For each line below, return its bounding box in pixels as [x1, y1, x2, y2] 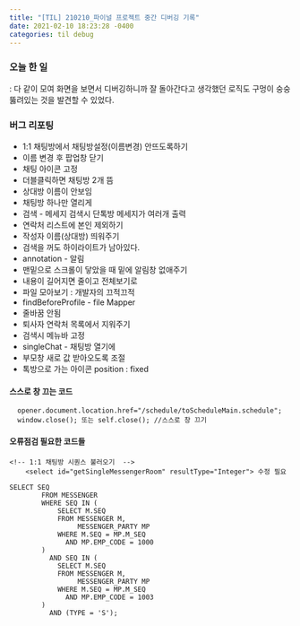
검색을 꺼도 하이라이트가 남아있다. [21, 241, 141, 252]
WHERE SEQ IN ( [41, 499, 99, 508]
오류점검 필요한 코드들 [9, 436, 86, 447]
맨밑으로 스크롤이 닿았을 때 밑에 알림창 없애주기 [21, 264, 188, 274]
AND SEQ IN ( [48, 553, 99, 563]
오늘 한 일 [9, 61, 47, 74]
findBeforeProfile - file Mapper [21, 297, 136, 308]
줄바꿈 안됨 [21, 307, 62, 318]
